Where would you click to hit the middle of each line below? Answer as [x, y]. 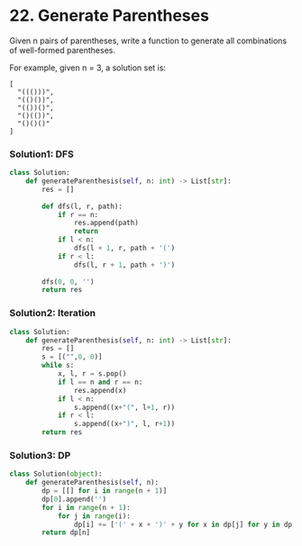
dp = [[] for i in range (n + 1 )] [105, 491]
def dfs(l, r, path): [82, 206]
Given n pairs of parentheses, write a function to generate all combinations [148, 41]
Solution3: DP [40, 455]
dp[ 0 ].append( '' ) [74, 499]
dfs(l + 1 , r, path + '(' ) [124, 249]
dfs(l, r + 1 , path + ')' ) [124, 265]
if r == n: [78, 214]
